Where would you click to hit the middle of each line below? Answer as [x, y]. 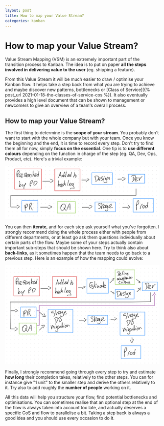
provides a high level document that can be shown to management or [75, 100]
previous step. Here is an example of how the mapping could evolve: [74, 258]
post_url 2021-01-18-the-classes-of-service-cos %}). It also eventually [76, 95]
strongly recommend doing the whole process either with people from [76, 232]
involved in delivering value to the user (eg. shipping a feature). [70, 70]
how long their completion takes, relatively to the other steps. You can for [79, 377]
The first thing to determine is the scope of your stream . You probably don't [82, 133]
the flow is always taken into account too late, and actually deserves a [76, 408]
